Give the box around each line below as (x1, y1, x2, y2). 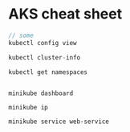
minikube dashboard (8, 89, 74, 97)
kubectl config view (8, 39, 78, 47)
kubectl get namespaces (8, 68, 88, 76)
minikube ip (8, 104, 48, 112)
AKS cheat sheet (8, 5, 123, 23)
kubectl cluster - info (8, 53, 81, 61)
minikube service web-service (8, 118, 110, 126)
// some (8, 31, 35, 39)
